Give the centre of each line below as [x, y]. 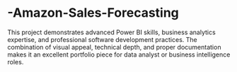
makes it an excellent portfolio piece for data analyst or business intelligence [119, 55]
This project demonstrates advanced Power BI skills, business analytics [111, 32]
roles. [16, 62]
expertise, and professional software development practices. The [103, 39]
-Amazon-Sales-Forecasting [93, 13]
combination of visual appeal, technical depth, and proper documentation [114, 47]
